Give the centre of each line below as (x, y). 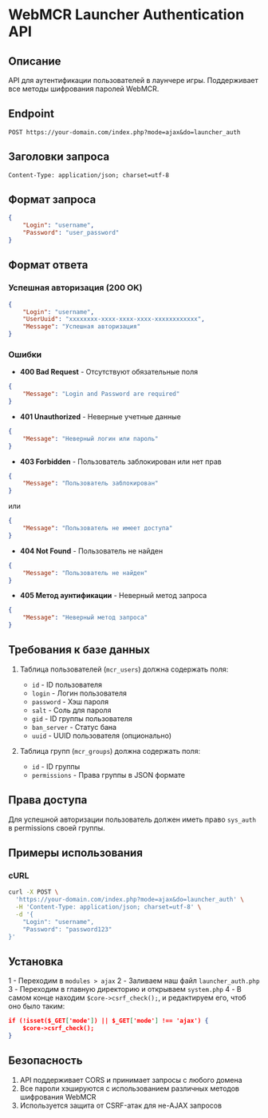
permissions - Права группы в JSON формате (108, 775)
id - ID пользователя (67, 684)
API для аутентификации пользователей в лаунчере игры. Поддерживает (134, 80)
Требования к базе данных (79, 650)
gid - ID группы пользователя (82, 718)
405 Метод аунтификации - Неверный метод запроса (113, 596)
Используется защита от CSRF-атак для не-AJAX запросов (120, 1105)
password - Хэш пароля (70, 701)
